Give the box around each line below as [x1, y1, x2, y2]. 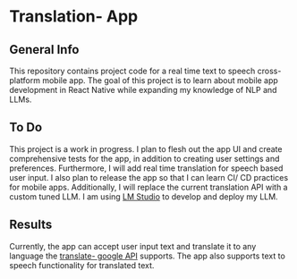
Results [9, 217, 53, 232]
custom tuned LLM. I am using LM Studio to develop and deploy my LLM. [9, 190, 279, 202]
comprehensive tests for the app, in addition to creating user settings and [9, 153, 280, 164]
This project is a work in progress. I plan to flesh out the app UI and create [9, 143, 283, 154]
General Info [9, 42, 80, 57]
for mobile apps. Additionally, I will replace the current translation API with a [9, 182, 288, 192]
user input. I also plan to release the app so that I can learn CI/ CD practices [9, 172, 289, 182]
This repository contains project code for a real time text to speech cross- [9, 65, 282, 76]
